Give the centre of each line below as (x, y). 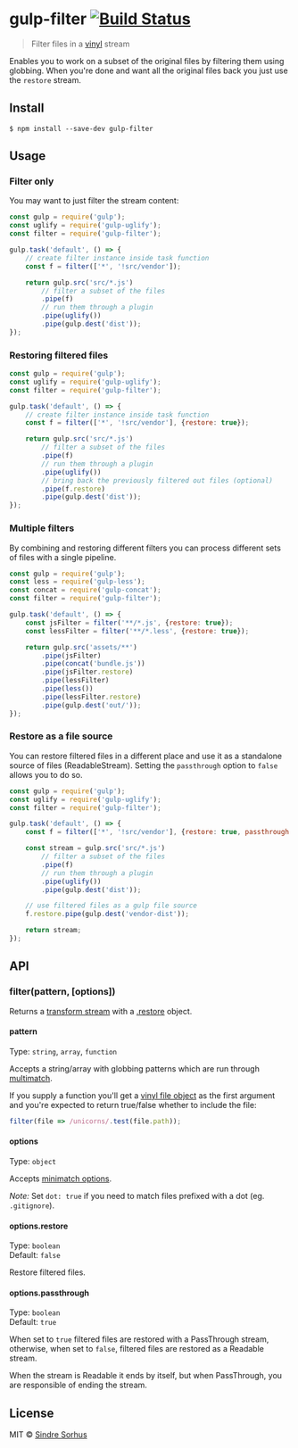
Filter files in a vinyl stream (80, 44)
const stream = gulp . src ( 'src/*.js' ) (95, 848)
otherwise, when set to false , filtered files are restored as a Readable (137, 1349)
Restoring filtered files (59, 355)
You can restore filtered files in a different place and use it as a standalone (146, 756)
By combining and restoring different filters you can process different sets (145, 548)
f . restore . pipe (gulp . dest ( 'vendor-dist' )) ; (108, 914)
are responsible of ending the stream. (78, 1385)
